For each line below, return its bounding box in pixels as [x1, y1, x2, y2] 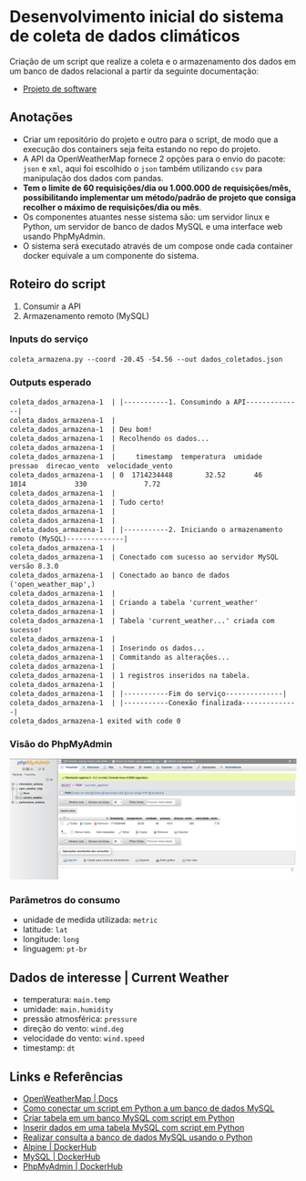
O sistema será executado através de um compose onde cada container [22, 240, 293, 252]
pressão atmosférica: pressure [22, 1013, 138, 1024]
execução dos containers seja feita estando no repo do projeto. [22, 143, 261, 154]
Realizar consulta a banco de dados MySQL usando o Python [22, 1132, 253, 1143]
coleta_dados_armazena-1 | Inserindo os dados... [9, 644, 206, 653]
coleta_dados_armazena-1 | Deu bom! [9, 426, 153, 435]
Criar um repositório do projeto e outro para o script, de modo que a [22, 134, 279, 145]
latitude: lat [22, 924, 68, 935]
